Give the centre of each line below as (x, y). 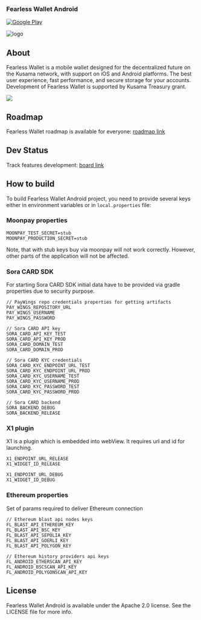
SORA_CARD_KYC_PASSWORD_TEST (43, 387)
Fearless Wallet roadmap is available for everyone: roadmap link (86, 131)
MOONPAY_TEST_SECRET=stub (39, 233)
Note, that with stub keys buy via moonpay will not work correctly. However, (101, 249)
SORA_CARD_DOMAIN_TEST (35, 345)
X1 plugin (20, 429)
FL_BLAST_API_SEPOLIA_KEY (39, 535)
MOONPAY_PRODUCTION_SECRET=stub (47, 238)
